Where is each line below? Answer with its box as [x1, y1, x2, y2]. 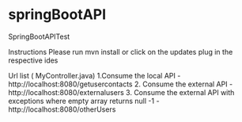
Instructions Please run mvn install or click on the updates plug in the [8, 47, 233, 56]
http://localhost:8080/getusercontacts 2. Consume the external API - [8, 79, 233, 89]
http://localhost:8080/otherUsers [8, 105, 116, 114]
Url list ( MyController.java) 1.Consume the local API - [8, 71, 181, 80]
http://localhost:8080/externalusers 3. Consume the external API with [8, 87, 235, 97]
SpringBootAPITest [8, 32, 70, 41]
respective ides [8, 55, 59, 65]
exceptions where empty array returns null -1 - [8, 96, 160, 105]
